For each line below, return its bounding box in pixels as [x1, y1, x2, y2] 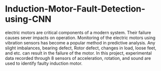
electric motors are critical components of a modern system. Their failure [5, 29, 151, 35]
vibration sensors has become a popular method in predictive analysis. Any [5, 40, 156, 45]
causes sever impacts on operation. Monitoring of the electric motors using [5, 35, 156, 41]
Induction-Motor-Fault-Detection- [5, 3, 145, 14]
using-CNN [5, 14, 52, 25]
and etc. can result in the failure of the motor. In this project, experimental [5, 50, 152, 56]
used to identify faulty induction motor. [5, 60, 82, 66]
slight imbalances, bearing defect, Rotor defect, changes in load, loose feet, [5, 45, 157, 51]
